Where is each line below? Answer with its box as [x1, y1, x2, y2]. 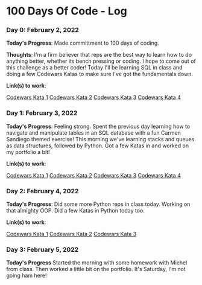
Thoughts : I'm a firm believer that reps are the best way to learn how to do [6, 51, 192, 59]
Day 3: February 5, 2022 [6, 246, 79, 254]
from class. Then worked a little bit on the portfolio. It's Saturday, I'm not [6, 266, 186, 273]
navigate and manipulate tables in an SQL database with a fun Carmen [6, 129, 181, 136]
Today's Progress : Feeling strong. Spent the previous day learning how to [6, 123, 191, 130]
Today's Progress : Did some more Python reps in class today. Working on [6, 200, 191, 208]
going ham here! [6, 272, 47, 279]
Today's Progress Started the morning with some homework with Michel [6, 259, 188, 266]
